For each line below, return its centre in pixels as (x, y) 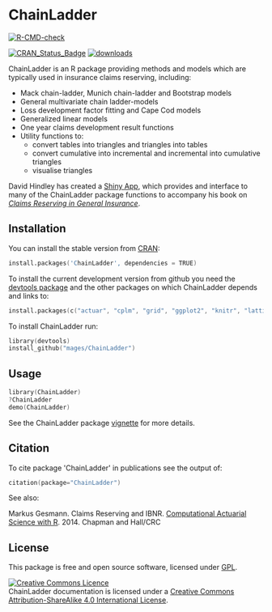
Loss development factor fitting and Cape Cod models (110, 110)
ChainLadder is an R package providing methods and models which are (127, 68)
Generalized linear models (64, 118)
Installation (37, 229)
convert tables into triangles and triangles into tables (120, 144)
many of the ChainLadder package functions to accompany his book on (128, 194)
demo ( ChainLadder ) (39, 407)
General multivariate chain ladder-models (89, 101)
